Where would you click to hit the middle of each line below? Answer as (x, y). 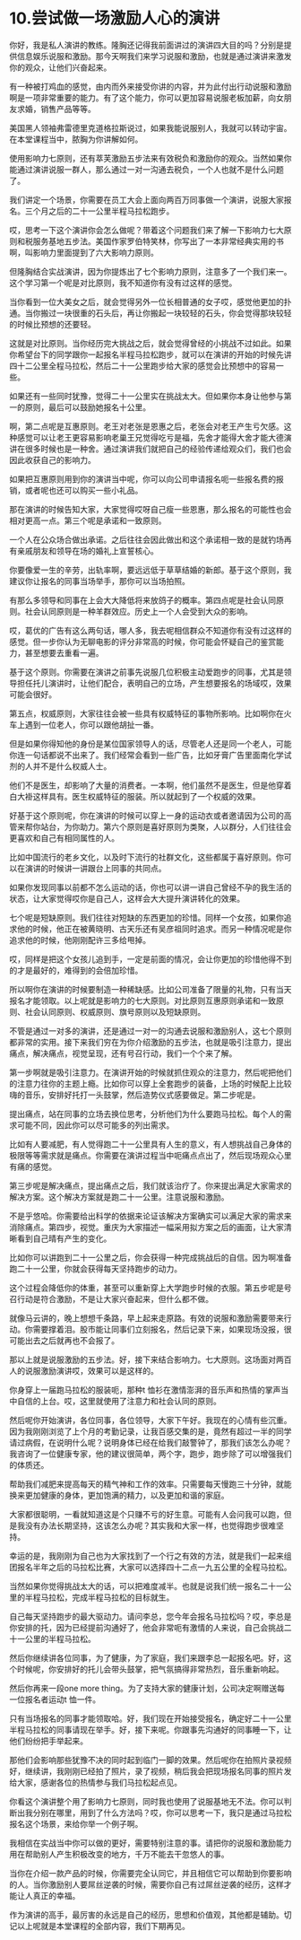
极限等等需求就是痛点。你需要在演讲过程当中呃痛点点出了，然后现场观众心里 (150, 1155)
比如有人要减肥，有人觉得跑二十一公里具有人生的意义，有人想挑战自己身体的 (150, 1144)
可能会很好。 (33, 694)
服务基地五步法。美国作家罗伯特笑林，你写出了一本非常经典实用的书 (158, 241)
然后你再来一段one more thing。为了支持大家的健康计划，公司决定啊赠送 (143, 1688)
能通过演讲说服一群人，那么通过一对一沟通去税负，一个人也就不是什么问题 (146, 169)
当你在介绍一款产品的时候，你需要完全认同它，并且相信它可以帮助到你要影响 (150, 1873)
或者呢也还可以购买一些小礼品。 (84, 490)
